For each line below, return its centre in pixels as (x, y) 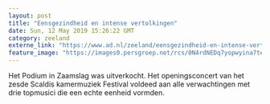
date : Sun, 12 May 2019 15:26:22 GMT (72, 30)
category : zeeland (39, 38)
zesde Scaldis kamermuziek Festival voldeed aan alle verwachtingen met (129, 84)
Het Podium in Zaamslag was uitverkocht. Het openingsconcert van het (127, 76)
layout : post (30, 16)
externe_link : (32, 46)
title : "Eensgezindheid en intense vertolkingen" (93, 23)
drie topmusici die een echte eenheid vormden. (86, 92)
